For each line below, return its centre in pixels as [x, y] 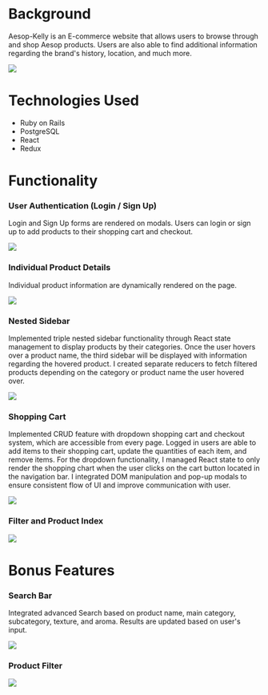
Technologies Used [74, 101]
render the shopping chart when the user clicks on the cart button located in [134, 468]
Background [50, 14]
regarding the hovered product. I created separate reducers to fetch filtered [133, 364]
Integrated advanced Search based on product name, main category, [122, 613]
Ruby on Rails [42, 123]
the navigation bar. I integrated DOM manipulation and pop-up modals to [128, 477]
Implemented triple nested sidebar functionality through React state [120, 338]
